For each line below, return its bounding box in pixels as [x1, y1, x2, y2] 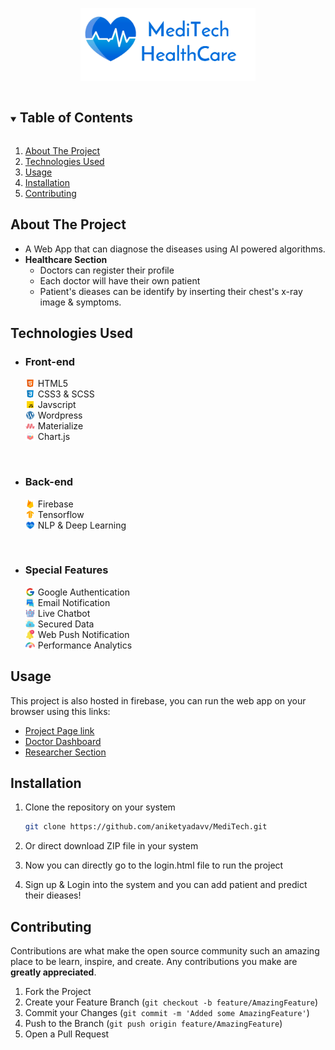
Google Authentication [37, 586, 130, 598]
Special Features [24, 563, 109, 577]
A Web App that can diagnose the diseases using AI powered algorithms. [24, 243, 326, 255]
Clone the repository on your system [24, 801, 176, 813]
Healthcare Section [24, 253, 108, 265]
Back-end [24, 475, 74, 489]
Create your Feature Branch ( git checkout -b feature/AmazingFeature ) [24, 996, 319, 1008]
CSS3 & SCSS [37, 388, 95, 400]
